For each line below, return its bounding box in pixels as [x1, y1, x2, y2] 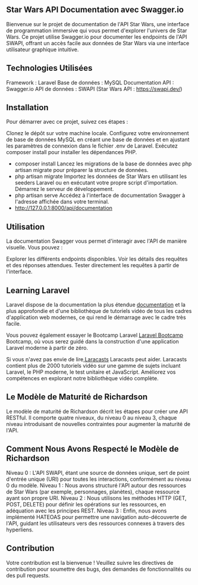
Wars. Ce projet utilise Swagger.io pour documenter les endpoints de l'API [6, 33, 187, 40]
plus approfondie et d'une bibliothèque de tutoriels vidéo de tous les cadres [6, 308, 192, 315]
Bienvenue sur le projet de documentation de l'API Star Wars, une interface [6, 20, 190, 27]
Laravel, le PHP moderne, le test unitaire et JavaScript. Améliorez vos [6, 368, 176, 376]
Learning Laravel [6, 285, 70, 295]
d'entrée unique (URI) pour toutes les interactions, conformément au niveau [6, 475, 191, 483]
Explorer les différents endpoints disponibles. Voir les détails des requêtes [6, 255, 188, 262]
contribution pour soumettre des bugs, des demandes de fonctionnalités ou [6, 565, 191, 573]
